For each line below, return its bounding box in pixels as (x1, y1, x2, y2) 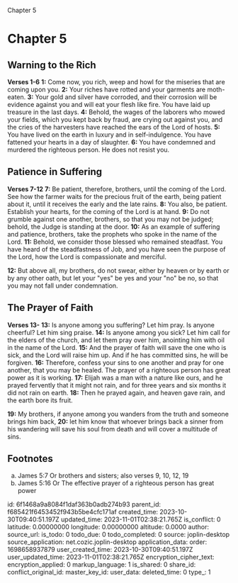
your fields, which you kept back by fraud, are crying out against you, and (7, 115, 223, 123)
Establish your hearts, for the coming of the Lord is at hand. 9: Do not (7, 207, 210, 215)
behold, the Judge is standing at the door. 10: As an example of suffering (7, 222, 220, 231)
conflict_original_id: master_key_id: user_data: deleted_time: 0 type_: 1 (7, 568, 211, 577)
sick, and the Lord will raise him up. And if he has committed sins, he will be (7, 351, 229, 359)
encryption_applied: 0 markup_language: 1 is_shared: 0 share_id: (7, 560, 196, 569)
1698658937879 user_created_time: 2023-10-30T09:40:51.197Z (7, 545, 193, 554)
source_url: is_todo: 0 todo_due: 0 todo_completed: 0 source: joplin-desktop (7, 531, 230, 539)
